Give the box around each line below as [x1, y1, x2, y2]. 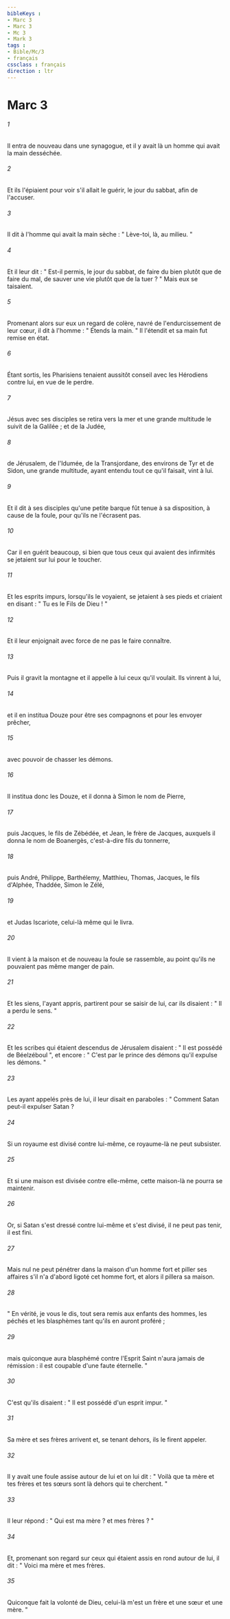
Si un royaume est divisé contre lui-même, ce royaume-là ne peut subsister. [7, 1139, 222, 1148]
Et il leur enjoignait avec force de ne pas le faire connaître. [7, 637, 172, 645]
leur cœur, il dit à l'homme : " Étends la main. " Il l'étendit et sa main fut [7, 326, 208, 334]
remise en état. [7, 333, 49, 342]
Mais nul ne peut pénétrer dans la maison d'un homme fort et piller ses [7, 1266, 207, 1274]
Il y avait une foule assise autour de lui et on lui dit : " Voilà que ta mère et [7, 1473, 215, 1481]
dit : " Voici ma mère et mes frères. [7, 1561, 106, 1570]
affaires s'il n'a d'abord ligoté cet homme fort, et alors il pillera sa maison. [7, 1273, 215, 1281]
